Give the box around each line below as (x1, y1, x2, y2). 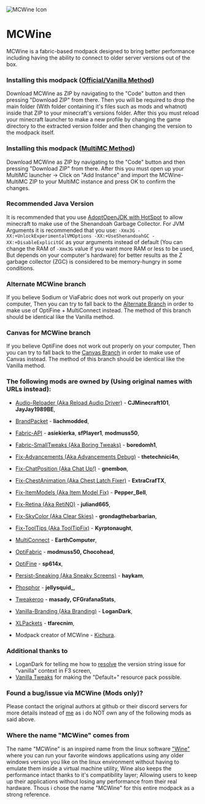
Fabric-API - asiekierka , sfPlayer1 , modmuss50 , (15, 429, 140, 437)
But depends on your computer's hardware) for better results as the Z (6, 251, 183, 259)
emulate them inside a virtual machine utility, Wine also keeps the (6, 764, 172, 772)
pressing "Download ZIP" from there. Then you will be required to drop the (6, 96, 195, 104)
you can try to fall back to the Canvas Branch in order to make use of (6, 349, 181, 356)
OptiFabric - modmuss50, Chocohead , (15, 548, 115, 555)
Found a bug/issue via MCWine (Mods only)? (6, 689, 143, 697)
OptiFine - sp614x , (15, 560, 63, 567)
